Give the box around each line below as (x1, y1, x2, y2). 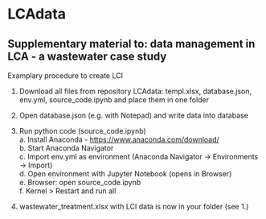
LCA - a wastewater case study (7, 49, 167, 63)
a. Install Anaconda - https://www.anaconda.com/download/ (18, 134, 220, 144)
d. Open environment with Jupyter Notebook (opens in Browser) (18, 169, 232, 178)
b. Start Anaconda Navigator (18, 143, 114, 153)
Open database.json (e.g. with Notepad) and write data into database (18, 110, 248, 120)
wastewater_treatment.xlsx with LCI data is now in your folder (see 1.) (18, 202, 249, 211)
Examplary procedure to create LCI (7, 71, 124, 81)
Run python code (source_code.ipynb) (18, 126, 146, 135)
